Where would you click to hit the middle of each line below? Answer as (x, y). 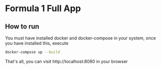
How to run (22, 26)
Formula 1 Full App (43, 9)
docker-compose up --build (33, 52)
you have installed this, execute (37, 43)
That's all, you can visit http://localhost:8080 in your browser (67, 61)
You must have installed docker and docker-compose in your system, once (80, 38)
